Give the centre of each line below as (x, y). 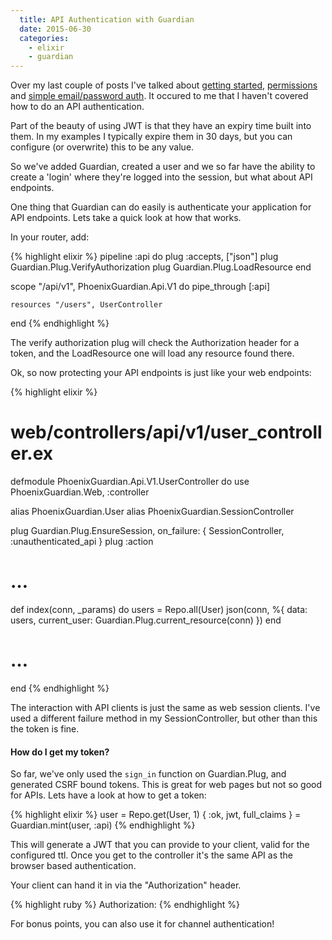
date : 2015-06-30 (55, 29)
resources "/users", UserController (86, 305)
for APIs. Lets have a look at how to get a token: (108, 795)
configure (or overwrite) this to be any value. (102, 147)
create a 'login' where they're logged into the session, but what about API (161, 177)
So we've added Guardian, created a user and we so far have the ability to (163, 167)
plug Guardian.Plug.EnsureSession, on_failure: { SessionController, (147, 531)
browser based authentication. (73, 866)
